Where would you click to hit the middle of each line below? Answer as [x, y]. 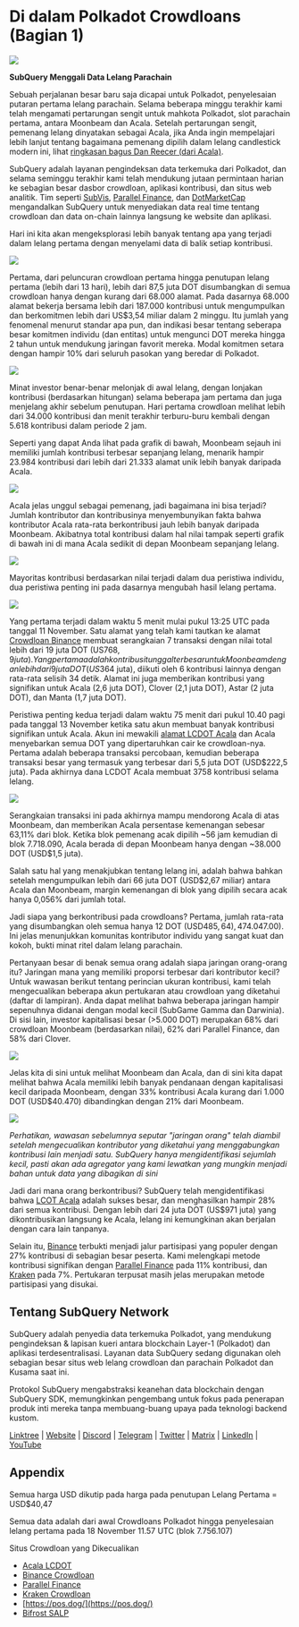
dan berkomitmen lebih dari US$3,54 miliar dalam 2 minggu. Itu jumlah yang [149, 315]
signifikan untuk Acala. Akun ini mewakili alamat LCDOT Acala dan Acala [142, 733]
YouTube [25, 1444]
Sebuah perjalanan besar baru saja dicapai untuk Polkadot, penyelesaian [143, 94]
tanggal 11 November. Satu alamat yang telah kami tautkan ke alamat [135, 630]
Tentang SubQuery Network [89, 1312]
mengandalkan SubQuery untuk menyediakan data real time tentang [135, 207]
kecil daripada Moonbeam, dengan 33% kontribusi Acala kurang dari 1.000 [147, 1091]
